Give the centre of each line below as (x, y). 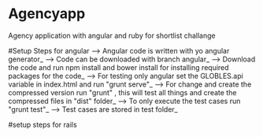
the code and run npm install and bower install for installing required (119, 67)
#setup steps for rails (43, 124)
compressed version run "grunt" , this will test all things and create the (122, 92)
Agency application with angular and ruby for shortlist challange (112, 35)
